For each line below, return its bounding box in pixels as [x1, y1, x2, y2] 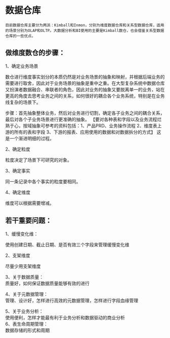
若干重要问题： [5, 216, 52, 225]
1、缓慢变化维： [5, 230, 38, 236]
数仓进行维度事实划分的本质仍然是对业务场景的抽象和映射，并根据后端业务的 [5, 74, 165, 80]
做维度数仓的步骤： [5, 49, 65, 57]
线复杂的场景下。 [5, 99, 41, 105]
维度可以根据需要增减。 [5, 200, 54, 206]
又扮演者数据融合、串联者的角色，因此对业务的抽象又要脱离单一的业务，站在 [5, 86, 165, 92]
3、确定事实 [5, 167, 30, 174]
